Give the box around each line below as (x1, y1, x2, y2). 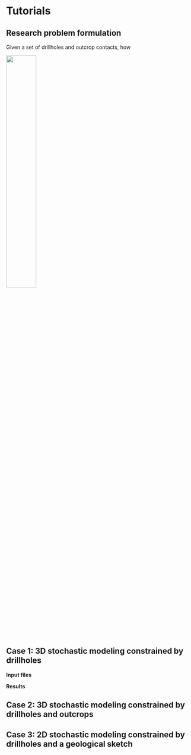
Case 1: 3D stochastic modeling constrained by (6, 646, 184, 656)
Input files (6, 671, 32, 678)
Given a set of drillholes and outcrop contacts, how (6, 43, 131, 51)
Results (6, 682, 26, 690)
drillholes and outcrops (6, 709, 94, 719)
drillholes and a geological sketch (6, 739, 133, 749)
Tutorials (6, 4, 51, 18)
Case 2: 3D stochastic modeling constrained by (6, 700, 185, 710)
